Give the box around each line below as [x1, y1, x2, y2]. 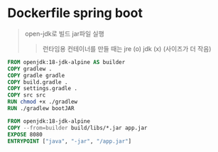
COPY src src [7, 92, 46, 99]
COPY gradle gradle [7, 72, 65, 79]
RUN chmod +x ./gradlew [7, 98, 78, 106]
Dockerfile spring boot [7, 5, 143, 21]
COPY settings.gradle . [7, 85, 78, 92]
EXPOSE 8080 [7, 131, 43, 138]
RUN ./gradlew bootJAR [7, 105, 75, 112]
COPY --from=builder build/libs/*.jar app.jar [7, 124, 148, 131]
